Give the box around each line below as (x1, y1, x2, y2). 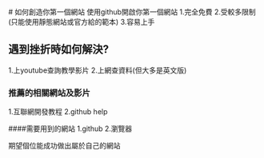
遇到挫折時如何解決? (8, 42, 110, 57)
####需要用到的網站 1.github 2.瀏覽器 (8, 124, 133, 133)
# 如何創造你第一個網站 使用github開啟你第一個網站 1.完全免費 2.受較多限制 (8, 7, 256, 17)
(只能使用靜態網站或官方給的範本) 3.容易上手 (8, 18, 155, 26)
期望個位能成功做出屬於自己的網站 (8, 141, 121, 151)
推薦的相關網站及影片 (8, 87, 90, 98)
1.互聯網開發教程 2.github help (8, 107, 108, 117)
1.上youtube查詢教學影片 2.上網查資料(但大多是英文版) (8, 65, 187, 75)
